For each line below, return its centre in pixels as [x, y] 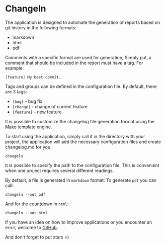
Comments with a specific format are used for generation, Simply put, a [78, 57]
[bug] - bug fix [27, 101]
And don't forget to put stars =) [37, 237]
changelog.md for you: [29, 147]
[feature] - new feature [37, 112]
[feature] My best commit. [33, 77]
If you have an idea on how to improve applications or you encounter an [79, 222]
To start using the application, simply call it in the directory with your [75, 136]
